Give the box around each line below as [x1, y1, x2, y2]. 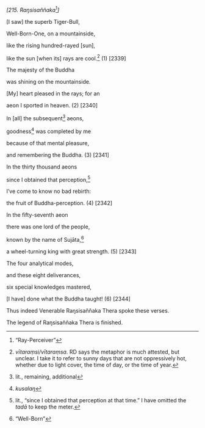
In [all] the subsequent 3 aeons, [6, 114, 84, 122]
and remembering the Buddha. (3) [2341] [6, 151, 110, 158]
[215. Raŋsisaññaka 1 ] [6, 5, 60, 13]
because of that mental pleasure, [6, 139, 90, 147]
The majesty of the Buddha [6, 67, 75, 74]
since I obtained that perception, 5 [6, 175, 90, 183]
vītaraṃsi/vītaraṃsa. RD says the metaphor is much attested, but [15, 348, 180, 355]
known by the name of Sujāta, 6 [6, 235, 84, 243]
